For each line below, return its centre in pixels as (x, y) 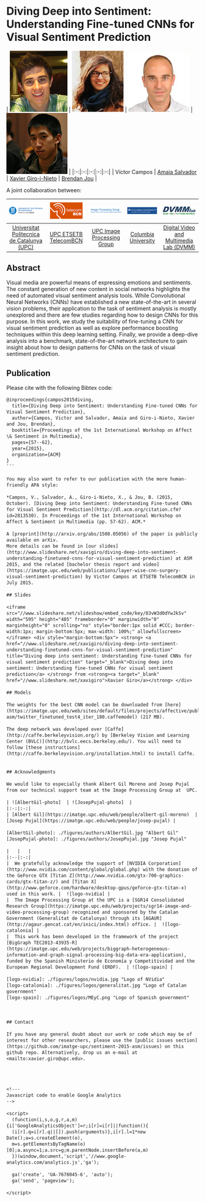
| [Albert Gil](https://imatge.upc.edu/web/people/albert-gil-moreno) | (102, 815)
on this (174, 1047)
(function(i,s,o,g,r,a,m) (45, 1120)
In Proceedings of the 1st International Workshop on (112, 516)
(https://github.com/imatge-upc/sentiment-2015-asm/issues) (85, 1047)
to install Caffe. (172, 754)
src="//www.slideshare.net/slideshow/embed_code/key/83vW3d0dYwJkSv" (97, 614)
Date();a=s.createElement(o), (45, 1138)
